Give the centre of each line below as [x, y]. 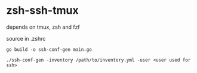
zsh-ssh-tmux [42, 10]
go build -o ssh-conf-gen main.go [49, 49]
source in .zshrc [26, 38]
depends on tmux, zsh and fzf [43, 27]
